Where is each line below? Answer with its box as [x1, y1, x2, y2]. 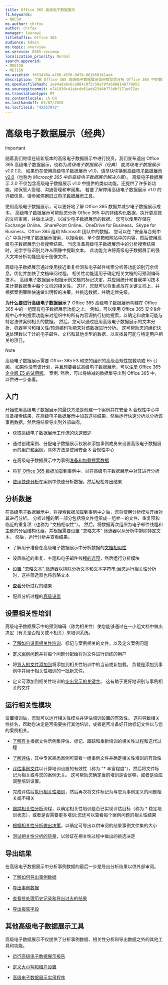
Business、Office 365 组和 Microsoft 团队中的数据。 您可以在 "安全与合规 [5, 228, 156, 234]
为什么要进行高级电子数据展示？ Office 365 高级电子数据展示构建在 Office [5, 300, 157, 306]
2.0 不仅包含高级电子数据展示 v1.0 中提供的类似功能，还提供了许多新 [10, 180, 152, 186]
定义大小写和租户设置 [12, 963, 56, 969]
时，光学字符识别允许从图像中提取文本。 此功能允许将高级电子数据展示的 [5, 247, 155, 253]
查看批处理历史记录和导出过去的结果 [12, 895, 87, 901]
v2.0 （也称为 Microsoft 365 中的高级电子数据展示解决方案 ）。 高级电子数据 [5, 174, 158, 180]
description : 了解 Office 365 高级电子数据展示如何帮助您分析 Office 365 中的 [5, 77, 159, 82]
